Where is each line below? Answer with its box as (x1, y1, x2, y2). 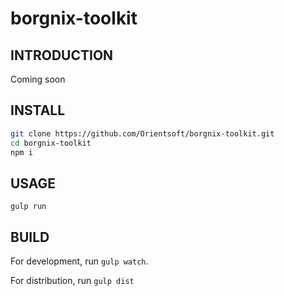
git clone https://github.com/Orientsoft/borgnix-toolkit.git (10, 128, 275, 139)
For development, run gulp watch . (10, 255, 149, 267)
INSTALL (10, 102, 66, 119)
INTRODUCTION (10, 47, 114, 64)
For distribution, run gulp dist (10, 275, 135, 287)
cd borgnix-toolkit (10, 138, 92, 148)
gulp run (10, 202, 47, 212)
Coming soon (10, 73, 66, 85)
